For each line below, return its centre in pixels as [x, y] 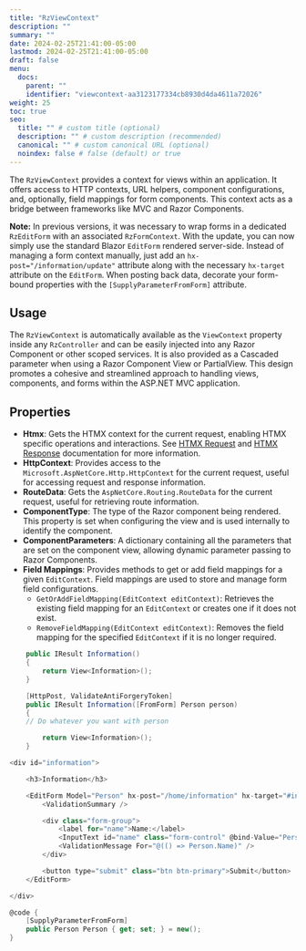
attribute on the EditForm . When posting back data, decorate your [133, 274]
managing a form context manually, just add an [97, 255]
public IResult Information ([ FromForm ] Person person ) [132, 704]
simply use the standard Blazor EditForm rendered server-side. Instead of [147, 245]
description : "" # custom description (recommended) [120, 137]
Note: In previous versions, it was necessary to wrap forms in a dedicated [148, 226]
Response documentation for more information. [112, 453]
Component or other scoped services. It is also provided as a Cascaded [144, 354]
